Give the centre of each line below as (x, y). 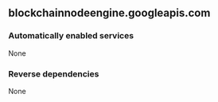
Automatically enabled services (71, 36)
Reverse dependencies (54, 73)
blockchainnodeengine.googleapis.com (109, 13)
